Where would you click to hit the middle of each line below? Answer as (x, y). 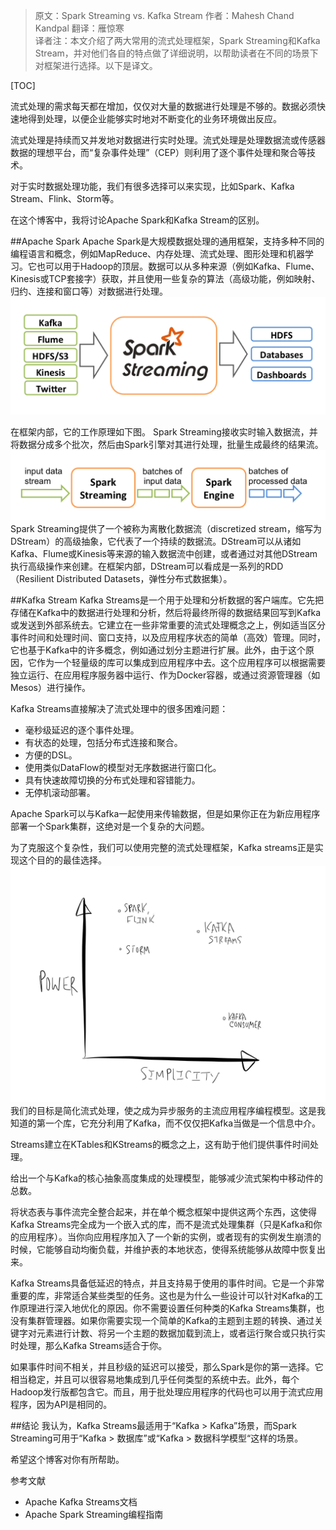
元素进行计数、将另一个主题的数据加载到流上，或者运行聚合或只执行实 (181, 1333)
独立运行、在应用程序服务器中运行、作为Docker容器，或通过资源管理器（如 (165, 675)
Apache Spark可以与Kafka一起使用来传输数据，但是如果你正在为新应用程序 (165, 814)
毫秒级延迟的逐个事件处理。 (82, 730)
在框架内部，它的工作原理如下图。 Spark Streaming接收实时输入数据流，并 (164, 432)
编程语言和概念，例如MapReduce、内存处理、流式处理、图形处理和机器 (158, 253)
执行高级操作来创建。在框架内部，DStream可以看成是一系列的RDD (147, 566)
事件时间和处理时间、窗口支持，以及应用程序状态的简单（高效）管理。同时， (168, 638)
